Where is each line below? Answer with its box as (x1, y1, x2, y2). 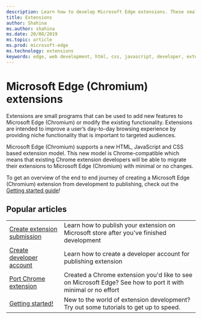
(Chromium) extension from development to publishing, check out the (6, 180, 179, 187)
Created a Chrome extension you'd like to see (64, 271, 193, 279)
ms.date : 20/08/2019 (6, 31, 58, 37)
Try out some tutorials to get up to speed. (64, 303, 180, 312)
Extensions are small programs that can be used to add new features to (6, 112, 183, 119)
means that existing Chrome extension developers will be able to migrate (6, 156, 186, 163)
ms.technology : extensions (6, 48, 74, 54)
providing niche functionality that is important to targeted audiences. (6, 131, 176, 138)
